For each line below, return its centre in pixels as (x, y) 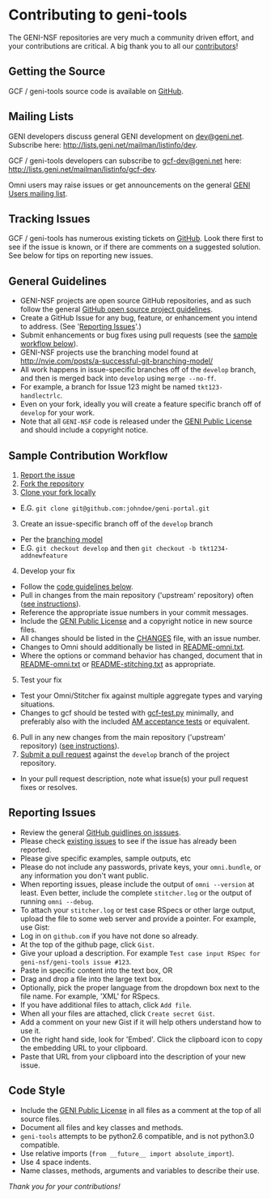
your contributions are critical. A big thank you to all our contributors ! (123, 45)
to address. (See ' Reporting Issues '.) (80, 327)
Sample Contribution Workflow (88, 456)
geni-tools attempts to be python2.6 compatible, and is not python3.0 (137, 1136)
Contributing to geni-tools (98, 15)
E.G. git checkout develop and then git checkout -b (108, 548)
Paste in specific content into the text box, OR (96, 970)
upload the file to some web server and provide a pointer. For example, (138, 918)
